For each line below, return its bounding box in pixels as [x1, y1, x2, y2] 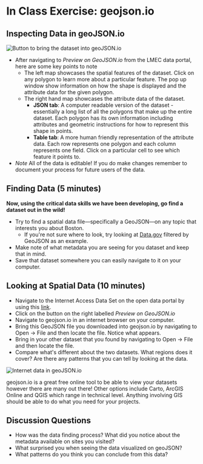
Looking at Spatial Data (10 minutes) [6, 281, 145, 291]
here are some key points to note [15, 63, 98, 70]
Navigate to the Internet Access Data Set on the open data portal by [15, 296, 185, 304]
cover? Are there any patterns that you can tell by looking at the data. [15, 355, 188, 362]
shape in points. [33, 128, 73, 134]
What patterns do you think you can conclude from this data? [15, 451, 168, 458]
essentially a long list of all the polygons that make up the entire [33, 108, 193, 115]
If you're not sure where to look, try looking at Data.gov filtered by [24, 231, 189, 238]
